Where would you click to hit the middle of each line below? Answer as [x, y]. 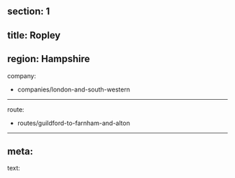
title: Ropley [34, 35]
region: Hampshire [49, 59]
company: [22, 75]
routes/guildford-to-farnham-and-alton [74, 123]
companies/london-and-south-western [74, 89]
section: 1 [29, 12]
